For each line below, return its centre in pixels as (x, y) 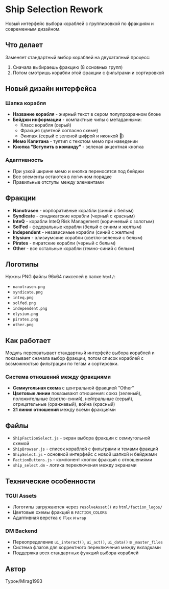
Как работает (28, 340)
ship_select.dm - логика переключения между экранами (75, 465)
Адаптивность (24, 160)
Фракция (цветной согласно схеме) (59, 131)
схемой (21, 444)
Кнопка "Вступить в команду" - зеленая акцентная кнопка (78, 147)
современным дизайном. (33, 29)
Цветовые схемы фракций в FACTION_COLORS (60, 512)
